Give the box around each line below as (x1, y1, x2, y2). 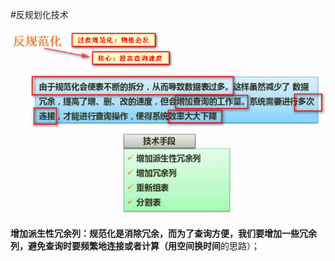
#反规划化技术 (10, 9, 69, 20)
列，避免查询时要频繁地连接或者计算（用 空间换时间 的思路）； (10, 239, 260, 252)
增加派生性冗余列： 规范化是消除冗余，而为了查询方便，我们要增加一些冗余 (10, 227, 317, 239)
